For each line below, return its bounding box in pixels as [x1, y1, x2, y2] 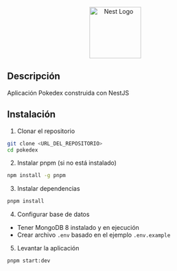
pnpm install [7, 198, 45, 205]
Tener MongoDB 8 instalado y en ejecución [16, 224, 139, 232]
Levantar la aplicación [16, 244, 80, 252]
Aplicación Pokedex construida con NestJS [7, 89, 129, 97]
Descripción [7, 71, 60, 82]
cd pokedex [7, 146, 38, 154]
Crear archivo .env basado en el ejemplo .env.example [16, 231, 171, 239]
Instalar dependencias [16, 185, 80, 193]
